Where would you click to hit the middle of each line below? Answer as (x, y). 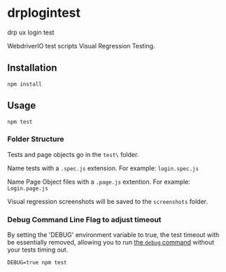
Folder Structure (36, 140)
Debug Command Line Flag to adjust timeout (84, 219)
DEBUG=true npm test (37, 263)
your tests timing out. (38, 250)
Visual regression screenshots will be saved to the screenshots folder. (108, 201)
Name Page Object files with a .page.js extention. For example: (99, 182)
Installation (32, 68)
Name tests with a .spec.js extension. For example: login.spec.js (103, 168)
